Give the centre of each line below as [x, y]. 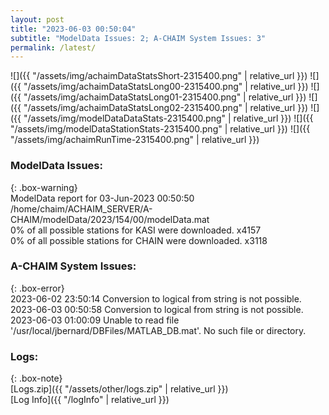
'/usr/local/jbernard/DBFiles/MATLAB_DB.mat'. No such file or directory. [158, 330]
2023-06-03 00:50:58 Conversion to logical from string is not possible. [157, 309]
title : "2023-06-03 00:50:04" [73, 29]
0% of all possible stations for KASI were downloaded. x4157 [136, 230]
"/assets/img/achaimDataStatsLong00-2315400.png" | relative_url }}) [166, 87]
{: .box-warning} [44, 187]
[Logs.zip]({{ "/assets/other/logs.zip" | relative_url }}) [119, 389]
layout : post [37, 19]
